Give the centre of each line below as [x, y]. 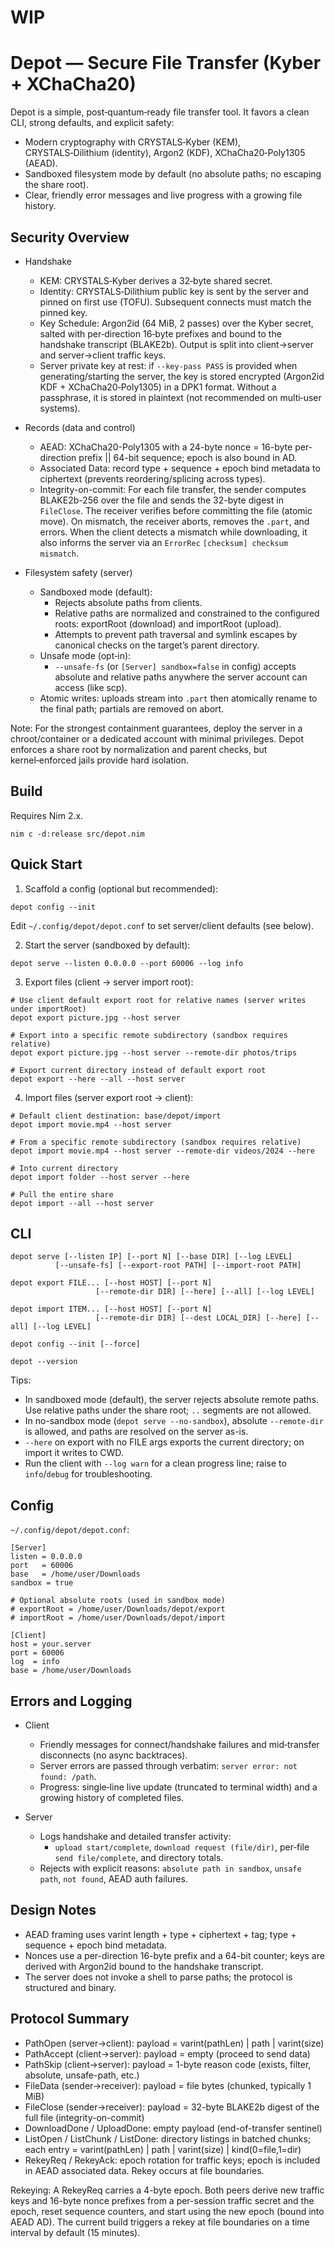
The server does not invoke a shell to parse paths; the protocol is [158, 1977]
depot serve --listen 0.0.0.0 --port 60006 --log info [127, 963]
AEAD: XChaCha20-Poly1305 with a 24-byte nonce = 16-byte [166, 447]
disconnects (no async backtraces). [113, 1755]
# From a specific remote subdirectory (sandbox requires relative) [156, 1142]
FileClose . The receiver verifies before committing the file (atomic [176, 510]
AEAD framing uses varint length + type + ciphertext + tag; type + [160, 1934]
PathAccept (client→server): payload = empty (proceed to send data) [167, 2053]
